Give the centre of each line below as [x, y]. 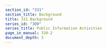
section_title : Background [33, 14]
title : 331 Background [29, 19]
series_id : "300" [23, 24]
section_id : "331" [24, 10]
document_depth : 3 [24, 38]
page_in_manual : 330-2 [29, 33]
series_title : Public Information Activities [54, 28]
